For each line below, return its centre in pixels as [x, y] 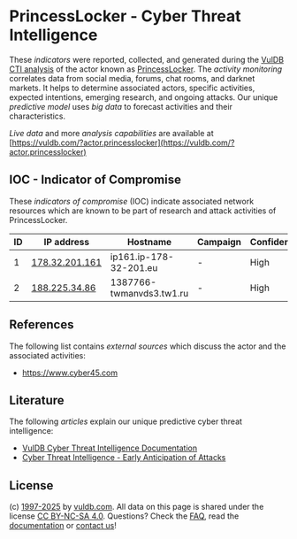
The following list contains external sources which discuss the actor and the [148, 346]
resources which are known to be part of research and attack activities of [143, 211]
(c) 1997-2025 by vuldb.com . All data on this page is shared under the [137, 507]
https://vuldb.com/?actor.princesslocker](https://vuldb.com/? [123, 142]
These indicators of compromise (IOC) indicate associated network [132, 201]
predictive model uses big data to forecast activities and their [121, 106]
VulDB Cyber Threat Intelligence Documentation [110, 448]
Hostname [149, 242]
